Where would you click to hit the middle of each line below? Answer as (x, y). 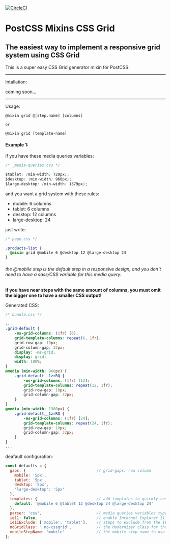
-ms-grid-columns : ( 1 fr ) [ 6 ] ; (47, 334)
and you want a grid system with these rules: (52, 194)
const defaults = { (26, 466)
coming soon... (21, 92)
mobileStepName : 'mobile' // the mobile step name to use (88, 532)
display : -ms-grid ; (35, 352)
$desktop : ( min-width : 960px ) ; (38, 179)
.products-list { (24, 248)
